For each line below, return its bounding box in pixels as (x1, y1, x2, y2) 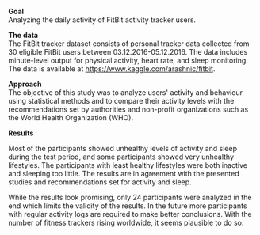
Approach (8, 79, 42, 89)
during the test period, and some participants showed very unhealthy (8, 152, 235, 161)
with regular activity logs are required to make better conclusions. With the (8, 210, 252, 218)
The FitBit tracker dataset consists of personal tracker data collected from (8, 39, 250, 48)
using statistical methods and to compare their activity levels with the (8, 97, 235, 105)
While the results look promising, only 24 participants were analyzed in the (8, 193, 252, 202)
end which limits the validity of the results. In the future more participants (8, 201, 247, 210)
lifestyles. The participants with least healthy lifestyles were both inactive (8, 161, 248, 169)
